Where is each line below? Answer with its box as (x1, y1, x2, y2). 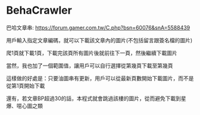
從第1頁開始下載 (6, 82, 45, 89)
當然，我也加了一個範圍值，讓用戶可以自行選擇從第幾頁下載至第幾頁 (6, 62, 173, 69)
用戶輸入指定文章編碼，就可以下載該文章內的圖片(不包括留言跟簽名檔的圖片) (6, 36, 193, 43)
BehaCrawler (6, 4, 73, 17)
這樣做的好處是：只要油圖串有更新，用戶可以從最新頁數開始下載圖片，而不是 (6, 74, 194, 82)
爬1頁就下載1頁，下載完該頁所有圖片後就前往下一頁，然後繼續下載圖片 (6, 49, 177, 57)
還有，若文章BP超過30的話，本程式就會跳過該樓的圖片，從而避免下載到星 (6, 95, 186, 102)
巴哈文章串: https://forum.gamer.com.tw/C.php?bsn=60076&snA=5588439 (6, 24, 190, 31)
